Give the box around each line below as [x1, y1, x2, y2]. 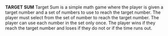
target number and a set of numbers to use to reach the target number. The [5, 9, 161, 15]
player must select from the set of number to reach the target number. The [5, 15, 159, 20]
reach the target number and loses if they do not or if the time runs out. [5, 25, 152, 31]
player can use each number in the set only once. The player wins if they [5, 20, 155, 26]
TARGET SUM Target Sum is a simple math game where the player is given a [5, 4, 163, 10]
